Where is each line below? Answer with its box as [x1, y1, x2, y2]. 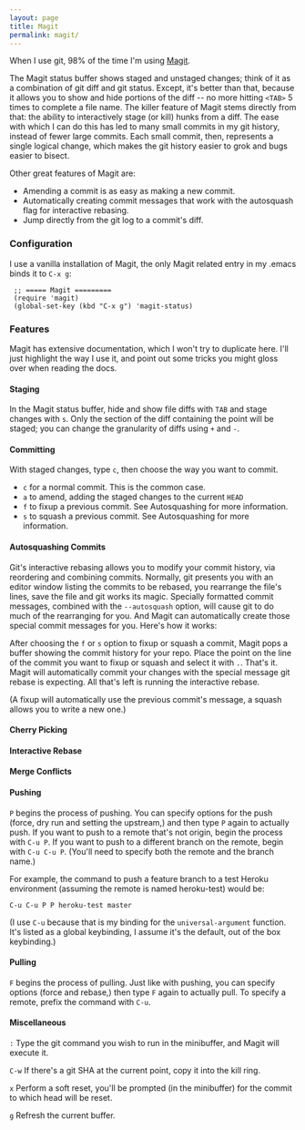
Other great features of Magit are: [9, 168, 137, 179]
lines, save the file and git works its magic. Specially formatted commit [9, 591, 274, 601]
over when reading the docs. [9, 362, 117, 374]
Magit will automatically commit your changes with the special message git [9, 666, 290, 677]
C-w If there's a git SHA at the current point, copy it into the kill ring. [9, 1064, 261, 1075]
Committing [9, 444, 56, 455]
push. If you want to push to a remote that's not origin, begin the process [9, 827, 284, 837]
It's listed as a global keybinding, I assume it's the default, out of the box [9, 926, 281, 937]
